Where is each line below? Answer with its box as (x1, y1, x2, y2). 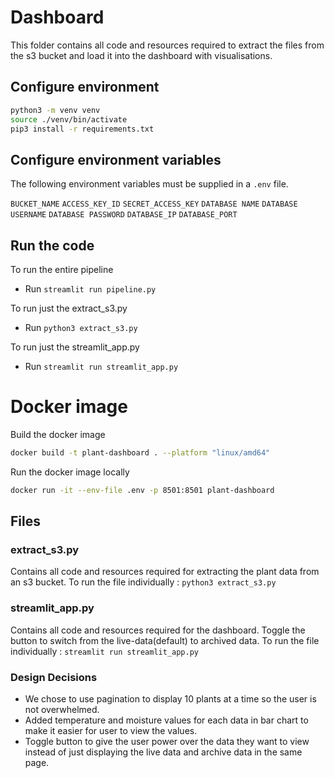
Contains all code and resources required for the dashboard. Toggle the (10, 624, 306, 636)
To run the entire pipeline (10, 264, 114, 275)
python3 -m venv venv (10, 105, 101, 115)
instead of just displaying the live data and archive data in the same (24, 746, 303, 758)
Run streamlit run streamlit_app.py (24, 361, 179, 372)
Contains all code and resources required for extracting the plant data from (10, 566, 320, 578)
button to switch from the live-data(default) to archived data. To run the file (10, 634, 320, 646)
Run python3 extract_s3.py (24, 322, 138, 333)
